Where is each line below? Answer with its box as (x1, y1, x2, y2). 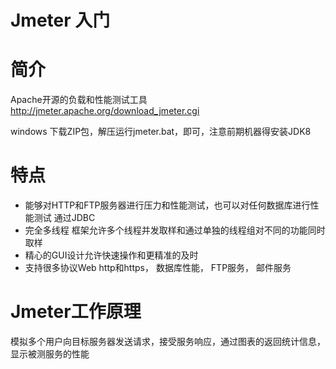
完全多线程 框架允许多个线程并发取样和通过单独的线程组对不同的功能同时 (24, 224, 326, 236)
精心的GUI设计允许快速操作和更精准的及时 (24, 249, 199, 261)
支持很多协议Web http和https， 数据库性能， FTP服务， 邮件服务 (24, 262, 292, 274)
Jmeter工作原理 (10, 301, 142, 323)
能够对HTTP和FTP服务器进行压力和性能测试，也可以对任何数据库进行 (24, 199, 311, 211)
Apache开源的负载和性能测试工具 (10, 94, 148, 106)
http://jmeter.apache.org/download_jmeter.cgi (10, 105, 200, 117)
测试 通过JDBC (33, 212, 96, 224)
